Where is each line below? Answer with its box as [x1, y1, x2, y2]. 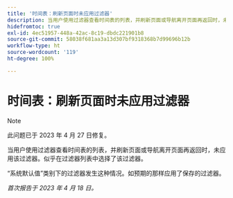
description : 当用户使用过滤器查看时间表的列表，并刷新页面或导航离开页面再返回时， [7, 17, 223, 24]
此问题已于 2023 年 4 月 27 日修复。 [7, 131, 111, 139]
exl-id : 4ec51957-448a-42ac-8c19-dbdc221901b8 [7, 29, 144, 37]
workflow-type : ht [7, 42, 60, 49]
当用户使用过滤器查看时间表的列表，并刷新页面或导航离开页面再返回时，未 [7, 145, 220, 154]
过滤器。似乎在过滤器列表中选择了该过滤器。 [19, 154, 147, 163]
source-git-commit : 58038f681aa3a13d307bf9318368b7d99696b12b [7, 36, 191, 43]
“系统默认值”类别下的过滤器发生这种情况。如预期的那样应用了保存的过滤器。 [7, 169, 225, 177]
